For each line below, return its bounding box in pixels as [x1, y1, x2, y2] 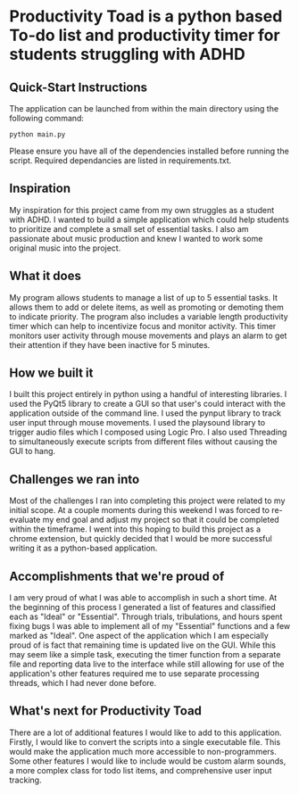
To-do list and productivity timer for [9, 25, 280, 45]
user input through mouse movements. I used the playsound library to [9, 418, 266, 428]
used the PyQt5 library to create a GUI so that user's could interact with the [9, 399, 287, 409]
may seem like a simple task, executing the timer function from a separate [9, 649, 281, 660]
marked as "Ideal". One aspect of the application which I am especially [9, 631, 270, 641]
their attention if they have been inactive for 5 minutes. [9, 339, 211, 350]
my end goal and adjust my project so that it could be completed [42, 515, 279, 525]
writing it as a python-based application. [9, 542, 158, 554]
